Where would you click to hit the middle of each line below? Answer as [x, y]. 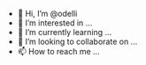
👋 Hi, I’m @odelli [47, 14]
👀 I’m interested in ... [55, 23]
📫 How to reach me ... [58, 51]
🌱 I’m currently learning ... [65, 32]
